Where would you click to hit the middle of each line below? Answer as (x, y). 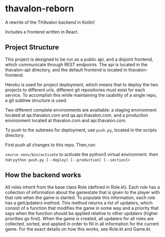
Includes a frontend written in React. (42, 32)
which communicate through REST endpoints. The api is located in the (76, 64)
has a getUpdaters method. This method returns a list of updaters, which (79, 202)
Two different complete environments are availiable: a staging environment (81, 110)
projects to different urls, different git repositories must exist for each (75, 90)
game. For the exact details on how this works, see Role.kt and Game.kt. (78, 229)
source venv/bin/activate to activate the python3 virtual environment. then (82, 154)
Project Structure (32, 47)
